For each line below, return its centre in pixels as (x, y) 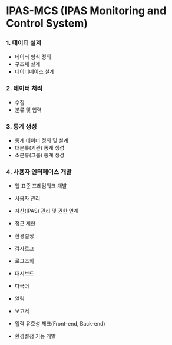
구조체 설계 (27, 64)
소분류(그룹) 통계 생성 (39, 155)
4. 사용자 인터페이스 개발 (39, 172)
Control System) (47, 23)
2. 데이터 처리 (24, 88)
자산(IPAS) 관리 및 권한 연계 (46, 211)
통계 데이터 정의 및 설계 (42, 140)
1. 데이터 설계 (24, 43)
